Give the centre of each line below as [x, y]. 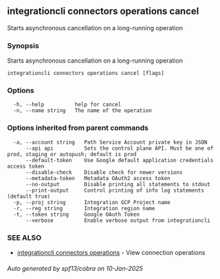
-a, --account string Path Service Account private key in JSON [110, 142]
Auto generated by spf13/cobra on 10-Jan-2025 [75, 268]
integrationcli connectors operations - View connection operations [111, 253]
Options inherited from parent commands [78, 128]
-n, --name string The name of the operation [83, 111]
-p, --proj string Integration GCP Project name [92, 202]
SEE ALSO [24, 238]
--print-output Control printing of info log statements [115, 190]
